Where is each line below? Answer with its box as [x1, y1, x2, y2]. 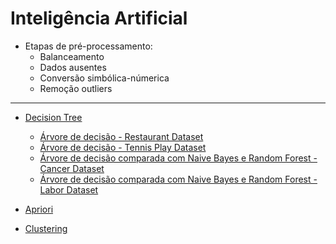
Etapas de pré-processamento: [24, 40, 153, 52]
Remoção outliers [39, 82, 113, 94]
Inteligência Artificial [10, 7, 188, 30]
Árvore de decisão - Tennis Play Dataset [39, 141, 207, 153]
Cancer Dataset [39, 162, 105, 174]
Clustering [24, 222, 68, 234]
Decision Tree [24, 111, 83, 123]
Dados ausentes [39, 61, 107, 73]
